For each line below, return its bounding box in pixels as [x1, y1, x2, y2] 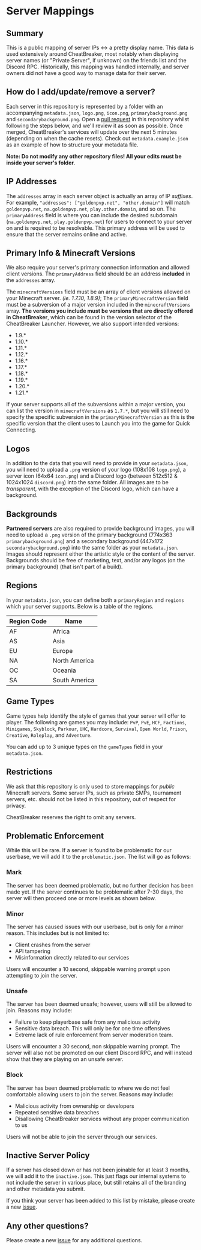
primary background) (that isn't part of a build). [6, 563, 123, 571]
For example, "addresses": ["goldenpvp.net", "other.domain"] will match [6, 199, 190, 206]
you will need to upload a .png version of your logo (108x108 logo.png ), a [6, 466, 186, 473]
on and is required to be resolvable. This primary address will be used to [6, 224, 185, 232]
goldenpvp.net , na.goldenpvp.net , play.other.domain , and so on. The [6, 205, 176, 212]
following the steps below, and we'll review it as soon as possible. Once [6, 122, 183, 129]
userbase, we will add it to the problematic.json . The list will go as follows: [6, 853, 191, 861]
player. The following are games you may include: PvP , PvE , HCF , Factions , [6, 718, 187, 726]
